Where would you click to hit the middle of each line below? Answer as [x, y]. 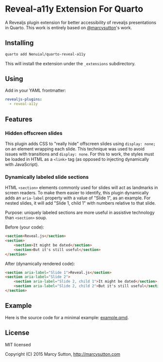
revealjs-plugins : [24, 99]
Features [19, 119]
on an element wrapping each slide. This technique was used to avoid [75, 149]
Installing [19, 43]
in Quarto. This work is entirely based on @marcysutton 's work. [69, 27]
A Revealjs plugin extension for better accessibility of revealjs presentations [81, 22]
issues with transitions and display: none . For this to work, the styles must [80, 154]
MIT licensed [18, 344]
